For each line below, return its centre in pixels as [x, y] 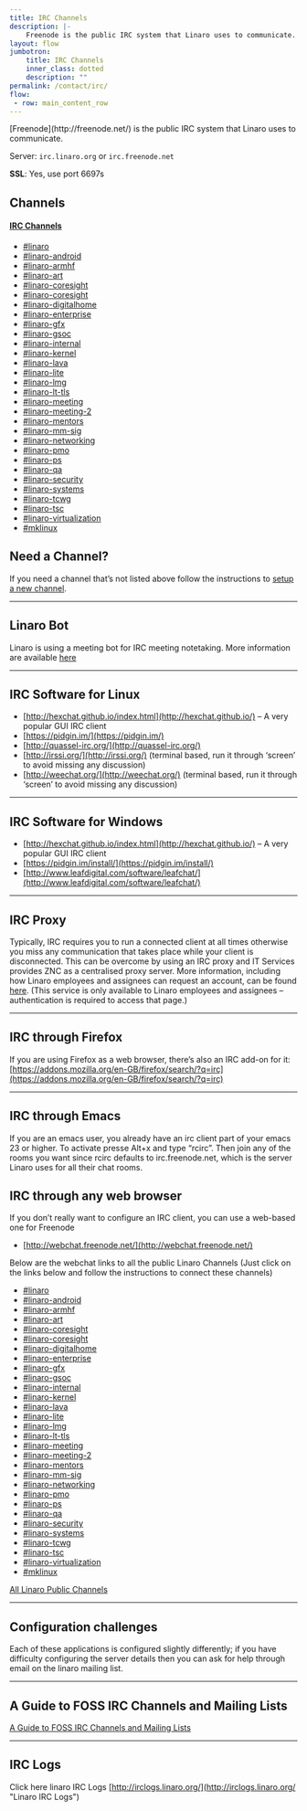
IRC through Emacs [65, 1116]
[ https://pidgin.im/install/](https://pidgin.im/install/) [118, 863]
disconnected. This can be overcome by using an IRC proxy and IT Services [152, 961]
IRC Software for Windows [86, 822]
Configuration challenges [84, 1627]
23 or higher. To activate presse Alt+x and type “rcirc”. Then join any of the [150, 1148]
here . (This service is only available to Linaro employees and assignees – [147, 990]
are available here [43, 657]
